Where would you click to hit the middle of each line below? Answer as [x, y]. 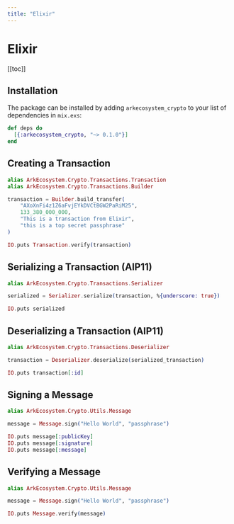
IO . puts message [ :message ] [47, 450]
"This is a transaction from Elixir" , [77, 219]
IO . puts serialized [36, 309]
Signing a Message [50, 395]
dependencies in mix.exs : [45, 115]
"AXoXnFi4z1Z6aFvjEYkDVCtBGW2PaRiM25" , [79, 206]
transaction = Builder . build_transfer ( [66, 199]
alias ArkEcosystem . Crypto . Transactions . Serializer [85, 283]
